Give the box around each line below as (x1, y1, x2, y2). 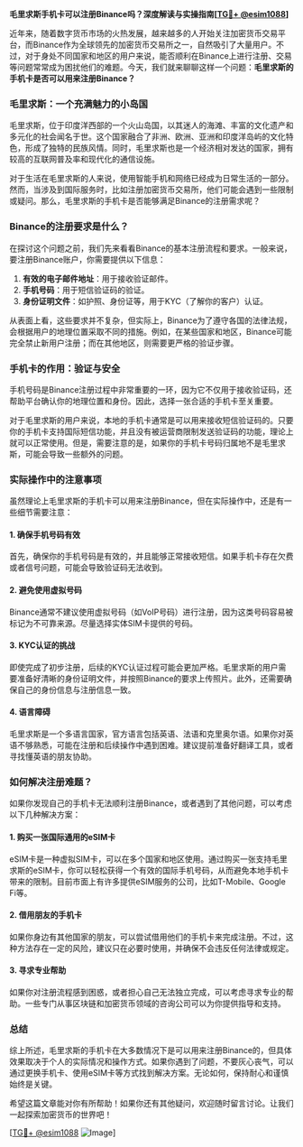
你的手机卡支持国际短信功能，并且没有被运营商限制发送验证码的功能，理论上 (9, 426, 294, 437)
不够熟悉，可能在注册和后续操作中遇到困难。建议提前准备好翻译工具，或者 (16, 740, 294, 750)
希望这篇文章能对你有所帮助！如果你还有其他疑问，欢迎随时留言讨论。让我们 (9, 1098, 294, 1109)
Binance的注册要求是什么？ (9, 220, 129, 233)
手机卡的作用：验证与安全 (9, 362, 121, 375)
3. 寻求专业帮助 (9, 965, 67, 976)
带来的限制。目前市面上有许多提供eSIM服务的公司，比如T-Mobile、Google (9, 875, 286, 887)
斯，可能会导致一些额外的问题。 (9, 449, 128, 459)
